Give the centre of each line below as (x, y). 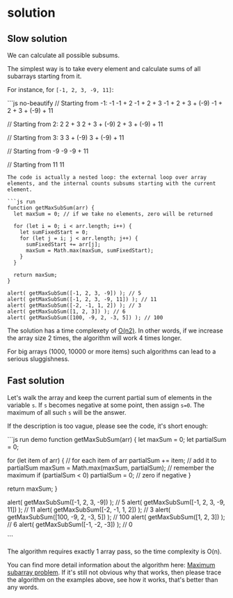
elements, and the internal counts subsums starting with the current (112, 183)
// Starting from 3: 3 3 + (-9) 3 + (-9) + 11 (66, 138)
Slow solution (37, 39)
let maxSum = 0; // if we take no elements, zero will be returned (113, 214)
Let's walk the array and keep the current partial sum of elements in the (110, 397)
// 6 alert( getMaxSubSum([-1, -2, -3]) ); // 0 (70, 524)
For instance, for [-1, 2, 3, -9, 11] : (61, 90)
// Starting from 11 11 (36, 164)
